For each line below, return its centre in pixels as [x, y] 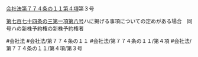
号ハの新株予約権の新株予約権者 [45, 28]
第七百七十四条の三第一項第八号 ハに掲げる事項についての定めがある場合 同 [99, 21]
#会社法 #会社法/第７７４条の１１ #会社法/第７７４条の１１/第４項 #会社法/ [99, 41]
